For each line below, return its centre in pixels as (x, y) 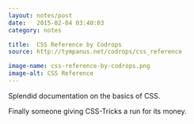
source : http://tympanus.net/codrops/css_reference (95, 52)
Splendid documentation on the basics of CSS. (84, 96)
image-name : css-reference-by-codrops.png (79, 66)
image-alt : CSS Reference (51, 73)
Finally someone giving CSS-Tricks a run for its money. (98, 111)
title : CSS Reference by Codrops (65, 44)
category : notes (35, 30)
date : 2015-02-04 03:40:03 (56, 23)
